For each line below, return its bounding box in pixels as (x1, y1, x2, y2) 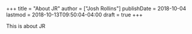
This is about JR (6, 23, 46, 29)
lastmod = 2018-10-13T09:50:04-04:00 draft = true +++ (6, 11, 143, 18)
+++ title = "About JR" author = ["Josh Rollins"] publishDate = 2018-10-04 (6, 5, 187, 12)
